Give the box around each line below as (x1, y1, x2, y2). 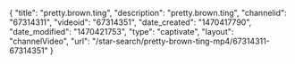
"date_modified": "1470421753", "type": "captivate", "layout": (9, 27, 234, 36)
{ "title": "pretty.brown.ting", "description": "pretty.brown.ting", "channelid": (9, 8, 288, 18)
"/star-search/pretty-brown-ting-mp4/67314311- (92, 36, 270, 46)
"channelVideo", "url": (9, 36, 91, 46)
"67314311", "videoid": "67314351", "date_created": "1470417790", (9, 17, 252, 28)
